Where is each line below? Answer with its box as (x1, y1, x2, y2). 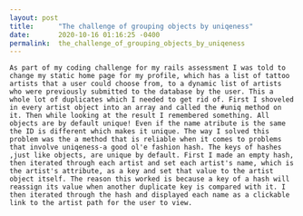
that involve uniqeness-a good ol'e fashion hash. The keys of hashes (9, 142, 282, 152)
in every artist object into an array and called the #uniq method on (9, 103, 282, 113)
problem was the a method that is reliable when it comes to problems (9, 135, 282, 144)
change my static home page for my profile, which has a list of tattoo (9, 72, 290, 81)
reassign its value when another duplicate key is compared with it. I (9, 182, 286, 191)
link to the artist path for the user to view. (9, 199, 193, 208)
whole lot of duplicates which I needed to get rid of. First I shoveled (9, 95, 295, 104)
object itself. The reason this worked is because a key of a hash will (9, 174, 290, 184)
